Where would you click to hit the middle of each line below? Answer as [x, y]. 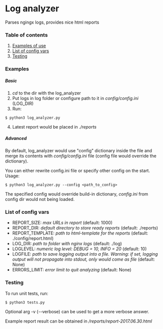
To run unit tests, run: [27, 293]
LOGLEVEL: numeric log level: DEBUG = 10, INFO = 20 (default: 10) [80, 249]
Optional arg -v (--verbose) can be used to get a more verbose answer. [77, 311]
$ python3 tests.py [25, 302]
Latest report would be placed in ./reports [54, 127]
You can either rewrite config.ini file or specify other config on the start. [78, 171]
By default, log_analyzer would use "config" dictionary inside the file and [79, 151]
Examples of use [29, 46]
